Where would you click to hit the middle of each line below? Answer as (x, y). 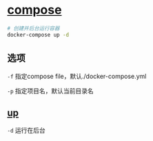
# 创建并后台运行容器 (33, 28)
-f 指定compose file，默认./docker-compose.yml (77, 76)
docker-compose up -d (38, 35)
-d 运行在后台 (27, 131)
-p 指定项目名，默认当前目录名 (51, 91)
